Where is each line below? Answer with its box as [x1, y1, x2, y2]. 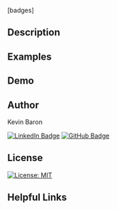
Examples [7, 50, 52, 62]
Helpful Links [7, 192, 67, 204]
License [7, 152, 43, 164]
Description [7, 26, 60, 38]
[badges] [7, 6, 34, 14]
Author [7, 99, 39, 111]
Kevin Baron [7, 117, 43, 126]
